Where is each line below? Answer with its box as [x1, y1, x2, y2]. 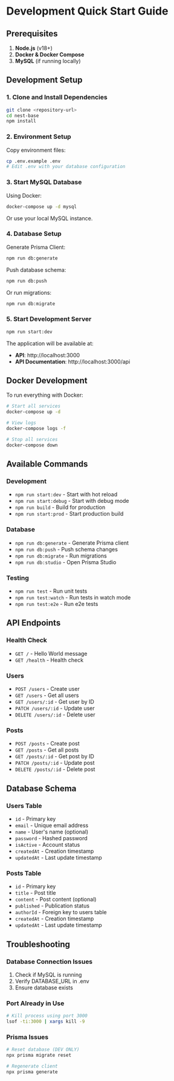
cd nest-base [6, 112, 39, 119]
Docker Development [6, 375, 88, 386]
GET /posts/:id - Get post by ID [14, 753, 95, 760]
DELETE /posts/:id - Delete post [14, 766, 95, 773]
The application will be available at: [6, 340, 94, 347]
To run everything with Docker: [6, 391, 83, 399]
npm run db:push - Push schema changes [14, 545, 118, 553]
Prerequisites [6, 29, 58, 39]
